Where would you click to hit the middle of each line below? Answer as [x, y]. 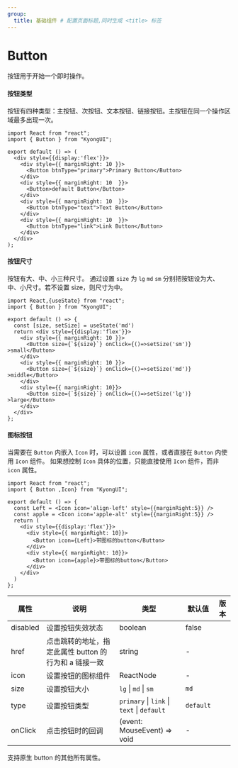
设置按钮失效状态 [74, 628]
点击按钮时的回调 [74, 731]
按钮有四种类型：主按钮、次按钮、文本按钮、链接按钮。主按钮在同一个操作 [116, 111]
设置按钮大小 [67, 689]
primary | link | [144, 701]
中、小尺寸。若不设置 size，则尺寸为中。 [67, 287]
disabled [25, 628]
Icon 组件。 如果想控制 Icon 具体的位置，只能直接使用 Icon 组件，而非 [117, 461]
